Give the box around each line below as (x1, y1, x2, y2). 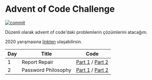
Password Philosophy (22, 66, 72, 73)
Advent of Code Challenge (5, 3, 115, 15)
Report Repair (22, 58, 54, 65)
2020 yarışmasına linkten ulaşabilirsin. (5, 38, 82, 45)
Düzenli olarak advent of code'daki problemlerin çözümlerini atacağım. (5, 29, 148, 35)
